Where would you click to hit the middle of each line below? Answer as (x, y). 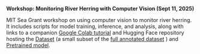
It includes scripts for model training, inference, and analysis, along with (95, 26)
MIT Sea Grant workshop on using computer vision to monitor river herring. (99, 20)
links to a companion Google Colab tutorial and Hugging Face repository (95, 33)
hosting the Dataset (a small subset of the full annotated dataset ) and (92, 39)
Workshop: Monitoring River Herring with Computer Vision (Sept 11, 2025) (100, 9)
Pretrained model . (28, 45)
